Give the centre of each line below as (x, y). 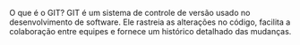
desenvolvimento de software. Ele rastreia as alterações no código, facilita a (150, 22)
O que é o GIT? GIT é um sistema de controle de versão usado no (130, 13)
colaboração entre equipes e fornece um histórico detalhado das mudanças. (150, 31)
